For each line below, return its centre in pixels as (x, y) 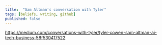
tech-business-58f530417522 (35, 38)
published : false (23, 19)
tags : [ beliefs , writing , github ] (40, 14)
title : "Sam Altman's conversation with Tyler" (56, 10)
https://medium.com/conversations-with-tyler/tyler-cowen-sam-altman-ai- (81, 33)
